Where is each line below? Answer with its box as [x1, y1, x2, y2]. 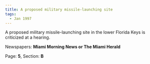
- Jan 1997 [9, 16, 32, 21]
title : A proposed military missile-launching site [5, 7, 113, 12]
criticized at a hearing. [5, 34, 50, 40]
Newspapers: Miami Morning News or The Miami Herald [5, 44, 121, 50]
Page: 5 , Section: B [5, 53, 44, 59]
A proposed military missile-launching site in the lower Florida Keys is [5, 30, 146, 35]
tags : [5, 12, 16, 16]
